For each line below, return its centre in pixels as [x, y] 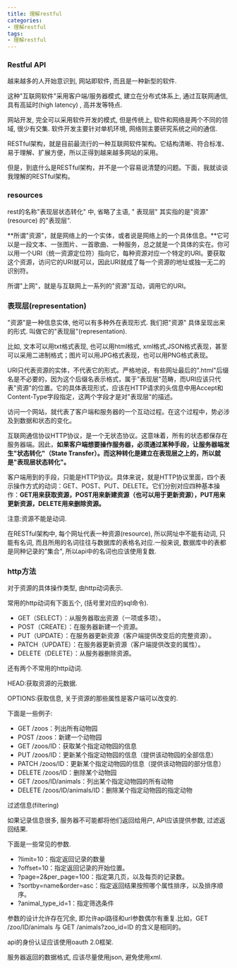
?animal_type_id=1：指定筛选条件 [66, 903]
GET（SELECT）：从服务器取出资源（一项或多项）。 [91, 618]
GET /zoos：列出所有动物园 [57, 728]
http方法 [22, 571]
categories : [25, 20]
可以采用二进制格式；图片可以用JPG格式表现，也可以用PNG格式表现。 [110, 355]
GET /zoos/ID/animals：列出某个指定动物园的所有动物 [96, 781]
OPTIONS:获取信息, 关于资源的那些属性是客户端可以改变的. [93, 698]
